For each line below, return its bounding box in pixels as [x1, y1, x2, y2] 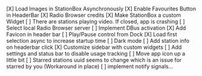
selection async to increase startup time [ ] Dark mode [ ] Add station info [6, 37, 189, 44]
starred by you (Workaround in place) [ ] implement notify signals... [6, 63, 174, 70]
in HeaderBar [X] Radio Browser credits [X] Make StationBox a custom [6, 11, 181, 19]
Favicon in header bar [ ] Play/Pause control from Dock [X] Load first [6, 31, 177, 38]
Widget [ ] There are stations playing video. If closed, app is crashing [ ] [6, 18, 186, 25]
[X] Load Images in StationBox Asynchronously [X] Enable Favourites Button [6, 5, 197, 12]
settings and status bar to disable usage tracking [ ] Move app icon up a [6, 50, 186, 57]
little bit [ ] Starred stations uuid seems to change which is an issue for [6, 57, 182, 63]
